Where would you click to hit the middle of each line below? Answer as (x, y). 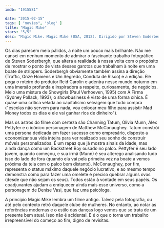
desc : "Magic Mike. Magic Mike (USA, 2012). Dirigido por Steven (73, 37)
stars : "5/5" (18, 32)
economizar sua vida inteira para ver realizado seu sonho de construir (75, 138)
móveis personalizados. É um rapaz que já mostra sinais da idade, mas (76, 143)
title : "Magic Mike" (26, 27)
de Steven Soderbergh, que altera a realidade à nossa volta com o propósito (82, 61)
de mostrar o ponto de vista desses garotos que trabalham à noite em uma (80, 66)
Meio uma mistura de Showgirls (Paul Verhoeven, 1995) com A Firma (74, 92)
